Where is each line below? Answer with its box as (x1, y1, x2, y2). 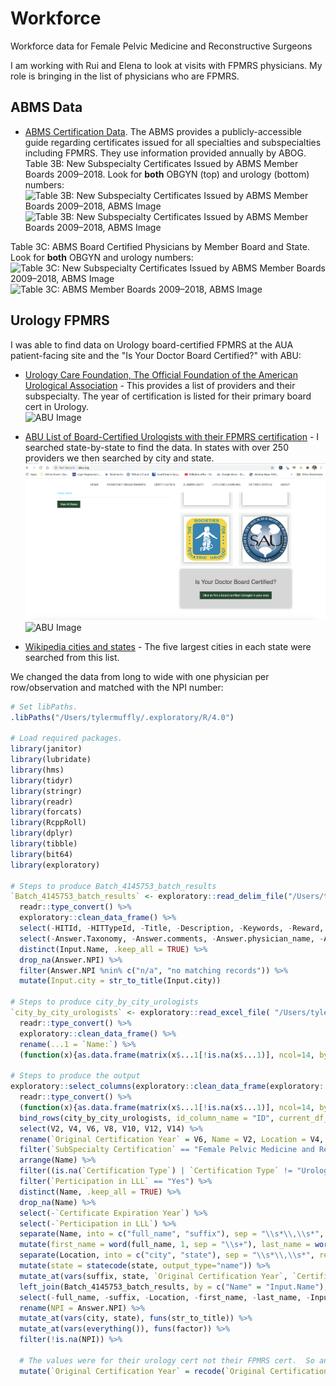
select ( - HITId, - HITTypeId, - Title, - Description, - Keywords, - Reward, (19, 923, 325, 934)
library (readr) (10, 797, 74, 807)
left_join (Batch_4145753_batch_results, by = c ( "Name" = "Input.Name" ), (19, 1282, 329, 1292)
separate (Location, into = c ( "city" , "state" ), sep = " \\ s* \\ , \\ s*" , (19, 1250, 315, 1261)
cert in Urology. (24, 400, 90, 412)
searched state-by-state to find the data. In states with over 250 (24, 441, 289, 453)
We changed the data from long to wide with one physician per (10, 670, 270, 682)
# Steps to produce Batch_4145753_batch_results (10, 881, 217, 891)
